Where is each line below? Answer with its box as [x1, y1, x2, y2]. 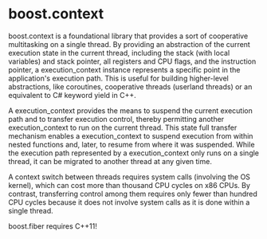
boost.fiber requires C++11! [8, 221, 98, 231]
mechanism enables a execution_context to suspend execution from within [8, 131, 253, 140]
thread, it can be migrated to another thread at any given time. [8, 156, 213, 166]
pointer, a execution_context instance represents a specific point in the [8, 65, 241, 74]
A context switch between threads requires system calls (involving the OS [8, 172, 251, 182]
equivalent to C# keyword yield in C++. [8, 90, 137, 100]
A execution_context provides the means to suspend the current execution [8, 105, 253, 116]
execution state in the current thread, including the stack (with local [8, 48, 230, 57]
